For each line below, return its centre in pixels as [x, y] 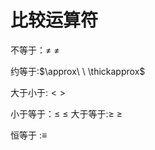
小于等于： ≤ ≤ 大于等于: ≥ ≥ [66, 113]
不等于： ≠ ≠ [35, 50]
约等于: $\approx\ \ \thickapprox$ [78, 71]
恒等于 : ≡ [29, 135]
